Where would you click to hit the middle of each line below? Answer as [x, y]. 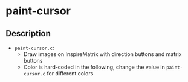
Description [28, 33]
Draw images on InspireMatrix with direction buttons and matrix [102, 54]
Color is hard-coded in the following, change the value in [94, 67]
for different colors [70, 73]
